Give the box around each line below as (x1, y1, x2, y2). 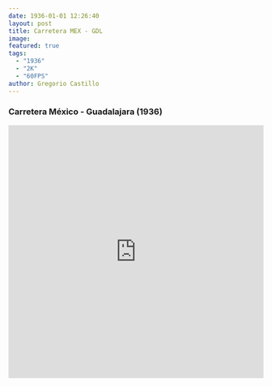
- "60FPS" (15, 72, 49, 80)
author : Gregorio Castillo (8, 79, 100, 87)
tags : (8, 49, 27, 57)
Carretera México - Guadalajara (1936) (8, 106, 164, 117)
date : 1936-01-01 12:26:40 (8, 11, 100, 20)
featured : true (8, 42, 60, 50)
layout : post (8, 19, 53, 28)
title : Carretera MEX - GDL (8, 27, 104, 35)
